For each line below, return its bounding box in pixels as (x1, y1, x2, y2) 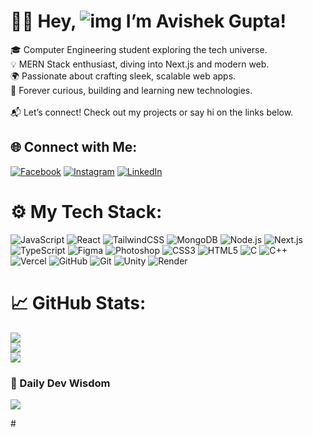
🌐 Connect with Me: (10, 139, 138, 156)
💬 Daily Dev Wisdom (10, 376, 111, 390)
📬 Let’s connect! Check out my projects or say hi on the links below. (10, 106, 294, 118)
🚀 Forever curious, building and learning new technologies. (10, 84, 253, 96)
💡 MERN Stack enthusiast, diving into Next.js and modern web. (10, 58, 270, 70)
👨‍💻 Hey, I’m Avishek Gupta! (10, 10, 287, 33)
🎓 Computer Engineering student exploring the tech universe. (10, 43, 268, 55)
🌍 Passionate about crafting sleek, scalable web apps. (10, 70, 237, 82)
